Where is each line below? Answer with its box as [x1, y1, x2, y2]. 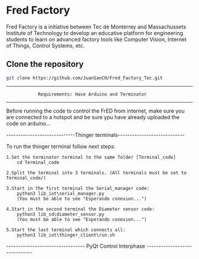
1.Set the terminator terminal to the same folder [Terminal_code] [6, 154, 176, 160]
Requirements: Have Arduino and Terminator [37, 91, 147, 97]
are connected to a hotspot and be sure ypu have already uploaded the [6, 113, 179, 120]
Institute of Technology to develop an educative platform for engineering [6, 29, 184, 36]
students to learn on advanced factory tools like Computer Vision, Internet [6, 36, 187, 43]
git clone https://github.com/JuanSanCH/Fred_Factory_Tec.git [6, 75, 163, 81]
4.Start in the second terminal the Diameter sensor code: [6, 206, 155, 212]
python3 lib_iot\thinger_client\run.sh [17, 232, 115, 238]
